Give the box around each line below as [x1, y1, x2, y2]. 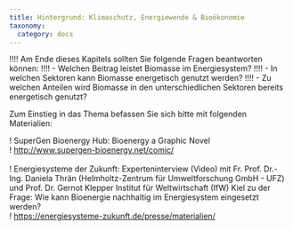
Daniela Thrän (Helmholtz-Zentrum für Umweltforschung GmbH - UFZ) [25, 173, 285, 184]
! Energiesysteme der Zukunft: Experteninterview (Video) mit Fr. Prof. [9, 163, 263, 174]
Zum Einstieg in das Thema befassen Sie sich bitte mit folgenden [9, 108, 248, 120]
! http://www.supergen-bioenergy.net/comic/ [9, 145, 175, 155]
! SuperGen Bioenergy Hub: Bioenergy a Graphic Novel [9, 135, 211, 147]
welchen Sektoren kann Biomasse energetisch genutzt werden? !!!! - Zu [9, 73, 272, 83]
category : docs [17, 29, 74, 38]
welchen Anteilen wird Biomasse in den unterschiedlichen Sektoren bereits [9, 82, 283, 93]
